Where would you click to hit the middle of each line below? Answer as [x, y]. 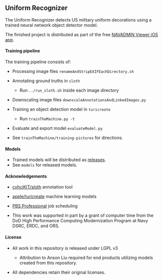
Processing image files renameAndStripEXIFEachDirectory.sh [73, 71]
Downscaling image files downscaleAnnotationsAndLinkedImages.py [79, 100]
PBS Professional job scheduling [45, 206]
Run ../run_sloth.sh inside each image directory [69, 91]
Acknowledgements [26, 176]
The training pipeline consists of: [38, 62]
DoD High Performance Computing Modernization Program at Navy [80, 221]
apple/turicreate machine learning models [54, 197]
